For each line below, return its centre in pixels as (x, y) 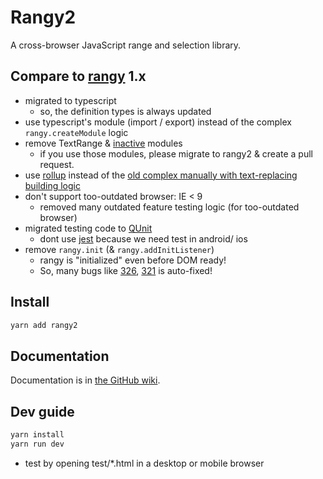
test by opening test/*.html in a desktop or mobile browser (144, 463)
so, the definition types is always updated (125, 111)
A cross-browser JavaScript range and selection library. (126, 45)
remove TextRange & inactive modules (103, 143)
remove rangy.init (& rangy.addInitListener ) (119, 249)
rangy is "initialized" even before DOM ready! (133, 260)
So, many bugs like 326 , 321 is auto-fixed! (126, 270)
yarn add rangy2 (44, 325)
